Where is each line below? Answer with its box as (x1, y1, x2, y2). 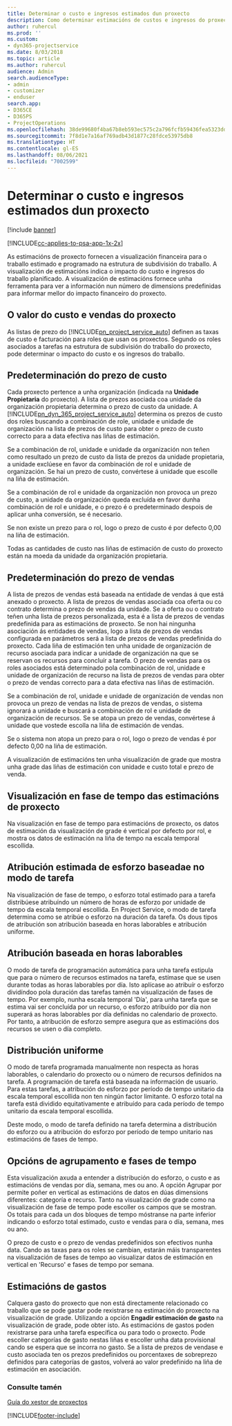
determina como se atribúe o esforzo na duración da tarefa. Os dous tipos (7, 913, 218, 921)
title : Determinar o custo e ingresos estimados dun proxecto (7, 10, 190, 17)
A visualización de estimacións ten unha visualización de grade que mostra (7, 756, 221, 764)
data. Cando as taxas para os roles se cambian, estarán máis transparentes (7, 1246, 222, 1254)
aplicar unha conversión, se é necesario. (7, 510, 123, 519)
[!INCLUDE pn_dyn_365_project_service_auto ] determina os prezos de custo (7, 410, 223, 419)
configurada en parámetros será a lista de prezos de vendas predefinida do (7, 634, 222, 643)
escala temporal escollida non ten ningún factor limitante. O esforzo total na (7, 1093, 223, 1101)
